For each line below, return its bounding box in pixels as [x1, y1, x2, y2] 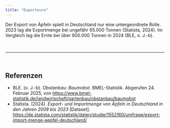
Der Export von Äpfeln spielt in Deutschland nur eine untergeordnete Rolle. [5, 21, 161, 27]
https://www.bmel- [52, 90, 92, 97]
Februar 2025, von [12, 90, 52, 97]
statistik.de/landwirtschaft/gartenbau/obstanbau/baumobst [12, 95, 136, 102]
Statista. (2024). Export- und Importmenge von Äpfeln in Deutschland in [12, 101, 163, 107]
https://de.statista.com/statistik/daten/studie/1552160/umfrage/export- [12, 112, 160, 118]
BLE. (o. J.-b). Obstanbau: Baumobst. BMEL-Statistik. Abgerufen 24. [12, 85, 155, 91]
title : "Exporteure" [5, 7, 49, 13]
